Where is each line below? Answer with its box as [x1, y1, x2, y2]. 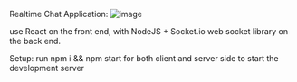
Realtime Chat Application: [9, 9, 109, 19]
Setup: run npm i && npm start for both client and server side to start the [9, 53, 279, 63]
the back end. [9, 36, 62, 46]
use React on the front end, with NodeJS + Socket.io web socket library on [9, 26, 289, 36]
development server [9, 63, 84, 73]
